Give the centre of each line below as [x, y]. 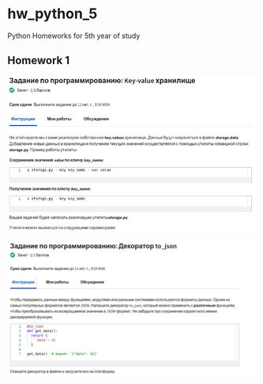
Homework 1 [39, 61]
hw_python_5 [53, 14]
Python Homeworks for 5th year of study [74, 36]
